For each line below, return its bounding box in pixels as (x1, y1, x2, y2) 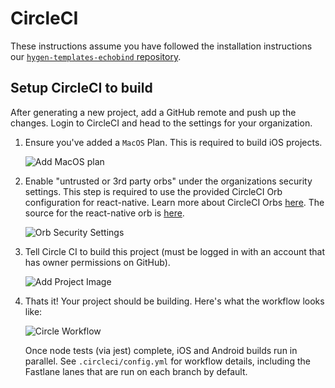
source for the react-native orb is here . (24, 207, 185, 219)
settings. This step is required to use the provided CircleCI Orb (24, 185, 283, 197)
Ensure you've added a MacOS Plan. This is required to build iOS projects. (24, 136, 323, 148)
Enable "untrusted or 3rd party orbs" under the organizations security (24, 175, 313, 187)
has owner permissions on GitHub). (24, 256, 171, 268)
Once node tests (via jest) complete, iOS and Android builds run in (24, 344, 298, 356)
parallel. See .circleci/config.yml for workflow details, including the (24, 355, 311, 367)
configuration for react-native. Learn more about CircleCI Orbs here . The (24, 196, 325, 208)
